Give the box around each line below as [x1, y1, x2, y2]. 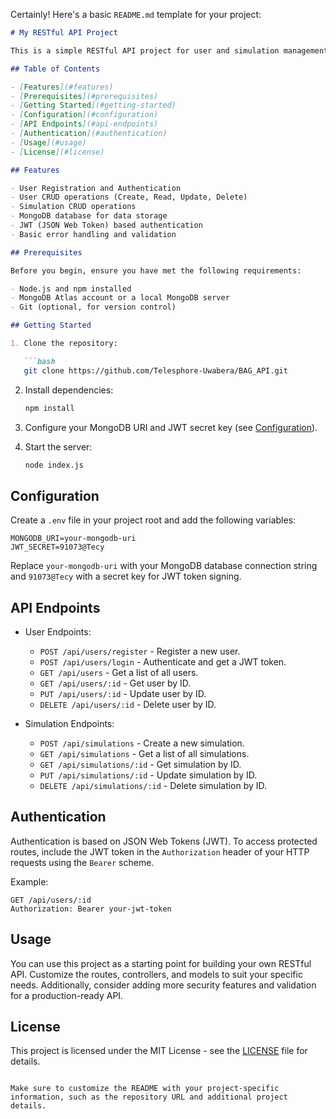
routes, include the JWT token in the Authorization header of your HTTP [10, 845, 310, 858]
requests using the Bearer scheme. [10, 856, 155, 868]
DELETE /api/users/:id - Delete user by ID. [39, 699, 217, 710]
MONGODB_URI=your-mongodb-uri [10, 534, 137, 544]
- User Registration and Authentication [10, 183, 182, 193]
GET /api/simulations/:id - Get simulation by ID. [39, 759, 242, 770]
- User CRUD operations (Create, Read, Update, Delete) [10, 192, 248, 203]
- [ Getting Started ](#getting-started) [10, 100, 177, 111]
